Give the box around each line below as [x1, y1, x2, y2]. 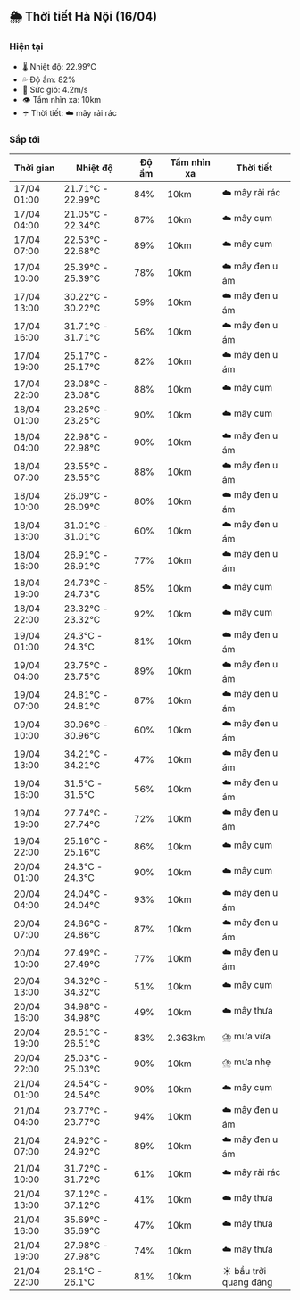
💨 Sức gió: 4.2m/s [21, 84, 88, 95]
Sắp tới [9, 133, 40, 145]
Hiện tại [9, 40, 44, 53]
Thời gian [13, 161, 55, 174]
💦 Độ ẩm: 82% [21, 74, 76, 85]
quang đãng [221, 1276, 273, 1288]
